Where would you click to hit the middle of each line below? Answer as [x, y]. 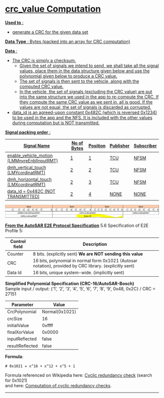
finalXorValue [20, 332]
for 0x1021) [16, 380]
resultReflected [22, 346]
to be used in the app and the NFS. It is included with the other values [82, 117]
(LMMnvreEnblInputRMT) [33, 160]
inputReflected [22, 339]
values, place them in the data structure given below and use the [84, 71]
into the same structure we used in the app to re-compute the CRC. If [89, 97]
